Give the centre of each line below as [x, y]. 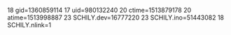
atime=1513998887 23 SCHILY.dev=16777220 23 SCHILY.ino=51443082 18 [116, 17]
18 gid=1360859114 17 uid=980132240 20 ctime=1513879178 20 [99, 10]
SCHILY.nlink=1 [29, 25]
